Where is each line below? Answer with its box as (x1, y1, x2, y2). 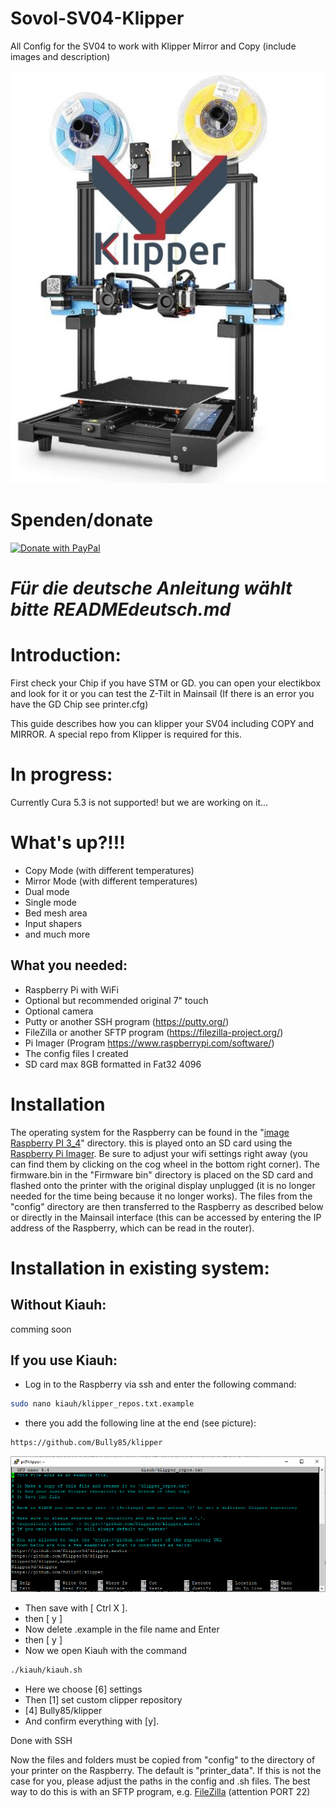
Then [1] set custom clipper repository (24, 1694, 183, 1706)
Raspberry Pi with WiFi (24, 983, 119, 996)
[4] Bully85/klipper (24, 1705, 103, 1717)
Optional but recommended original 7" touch (24, 994, 209, 1006)
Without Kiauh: (10, 1297, 107, 1314)
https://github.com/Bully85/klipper (10, 1438, 163, 1448)
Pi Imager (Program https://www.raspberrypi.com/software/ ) (24, 1037, 275, 1049)
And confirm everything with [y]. (24, 1715, 160, 1727)
